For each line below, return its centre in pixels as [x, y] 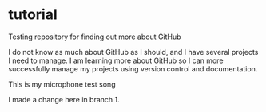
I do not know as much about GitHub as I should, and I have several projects [133, 52]
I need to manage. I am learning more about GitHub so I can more [116, 60]
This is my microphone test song [62, 84]
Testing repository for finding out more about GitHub [95, 37]
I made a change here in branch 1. [64, 99]
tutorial [33, 15]
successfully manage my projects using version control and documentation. [133, 68]
